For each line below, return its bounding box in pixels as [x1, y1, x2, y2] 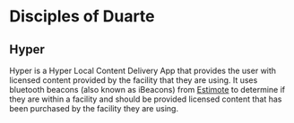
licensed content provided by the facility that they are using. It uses [9, 75, 258, 86]
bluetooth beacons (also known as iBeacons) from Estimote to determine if [9, 85, 285, 94]
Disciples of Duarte [9, 6, 155, 27]
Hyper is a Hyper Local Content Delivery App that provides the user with [9, 65, 276, 76]
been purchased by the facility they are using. [9, 103, 179, 113]
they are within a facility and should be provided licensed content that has [9, 94, 282, 104]
